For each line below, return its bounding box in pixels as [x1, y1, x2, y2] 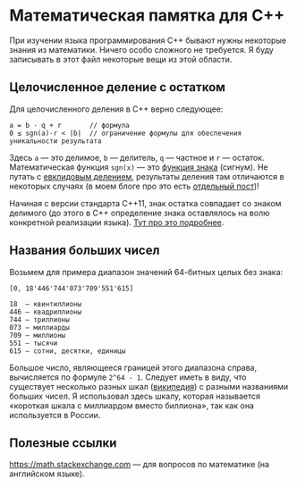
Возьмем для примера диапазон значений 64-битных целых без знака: [9, 266, 284, 277]
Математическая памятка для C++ [9, 5, 284, 26]
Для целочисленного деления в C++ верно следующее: [9, 104, 224, 114]
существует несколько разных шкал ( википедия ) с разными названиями [9, 381, 289, 391]
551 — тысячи [9, 339, 58, 348]
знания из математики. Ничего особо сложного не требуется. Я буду [9, 44, 275, 55]
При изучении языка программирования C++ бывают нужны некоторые [9, 35, 287, 46]
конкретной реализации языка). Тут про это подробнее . [9, 216, 225, 228]
